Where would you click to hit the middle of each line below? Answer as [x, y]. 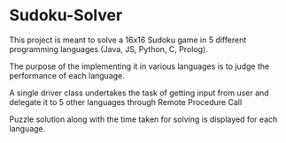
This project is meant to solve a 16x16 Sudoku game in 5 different [128, 40]
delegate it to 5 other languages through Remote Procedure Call [126, 102]
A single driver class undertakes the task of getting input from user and [139, 93]
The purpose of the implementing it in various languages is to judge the [139, 66]
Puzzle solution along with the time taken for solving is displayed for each [143, 119]
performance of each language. [67, 75]
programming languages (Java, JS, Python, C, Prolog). [108, 49]
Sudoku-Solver [66, 15]
